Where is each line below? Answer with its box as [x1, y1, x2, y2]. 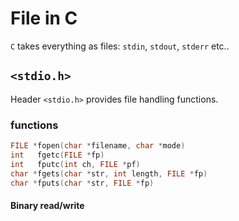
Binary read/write [10, 200, 85, 212]
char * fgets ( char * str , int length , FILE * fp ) [10, 168, 208, 179]
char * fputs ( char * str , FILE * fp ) [10, 178, 155, 188]
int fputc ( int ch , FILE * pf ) [10, 159, 141, 169]
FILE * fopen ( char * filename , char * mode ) [10, 141, 186, 151]
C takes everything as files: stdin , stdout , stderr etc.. [10, 40, 230, 52]
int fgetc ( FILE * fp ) [10, 150, 105, 160]
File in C [10, 7, 78, 30]
